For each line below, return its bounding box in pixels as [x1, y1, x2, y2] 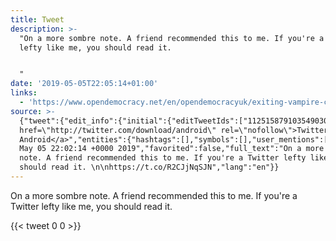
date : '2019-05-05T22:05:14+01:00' [10, 79, 159, 89]
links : [10, 88, 38, 98]
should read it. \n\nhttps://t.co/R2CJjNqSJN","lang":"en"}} [19, 162, 280, 173]
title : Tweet [10, 14, 65, 25]
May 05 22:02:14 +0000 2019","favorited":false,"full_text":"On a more [19, 144, 325, 154]
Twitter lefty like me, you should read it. [10, 200, 173, 212]
